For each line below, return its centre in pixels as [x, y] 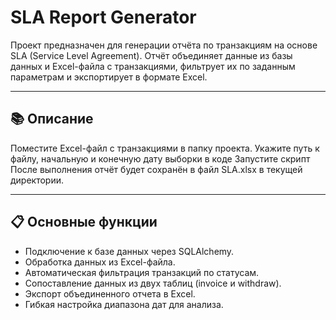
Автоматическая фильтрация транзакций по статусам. [142, 272]
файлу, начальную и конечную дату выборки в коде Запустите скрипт [160, 158]
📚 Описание [52, 119]
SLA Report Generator [103, 17]
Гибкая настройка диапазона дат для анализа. [124, 304]
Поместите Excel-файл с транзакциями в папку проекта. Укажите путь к [165, 148]
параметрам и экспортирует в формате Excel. [109, 77]
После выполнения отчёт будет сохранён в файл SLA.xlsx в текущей [156, 169]
